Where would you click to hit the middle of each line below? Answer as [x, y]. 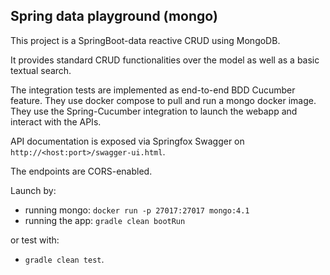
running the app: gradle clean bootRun [105, 220]
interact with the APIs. [56, 121]
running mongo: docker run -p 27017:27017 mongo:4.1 [137, 210]
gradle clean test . [64, 259]
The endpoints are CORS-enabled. [81, 171]
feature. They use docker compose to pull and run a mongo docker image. [163, 100]
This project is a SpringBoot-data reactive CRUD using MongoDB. [145, 40]
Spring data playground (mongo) [114, 16]
